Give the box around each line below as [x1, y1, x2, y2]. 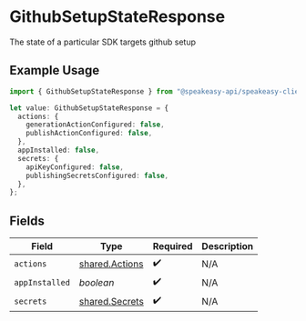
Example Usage [9, 63, 100, 78]
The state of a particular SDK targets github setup [9, 36, 197, 47]
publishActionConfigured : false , [25, 129, 153, 138]
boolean [78, 276, 115, 288]
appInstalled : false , [17, 145, 100, 155]
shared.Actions [78, 257, 144, 270]
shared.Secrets [78, 295, 144, 307]
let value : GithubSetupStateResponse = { [9, 103, 169, 113]
